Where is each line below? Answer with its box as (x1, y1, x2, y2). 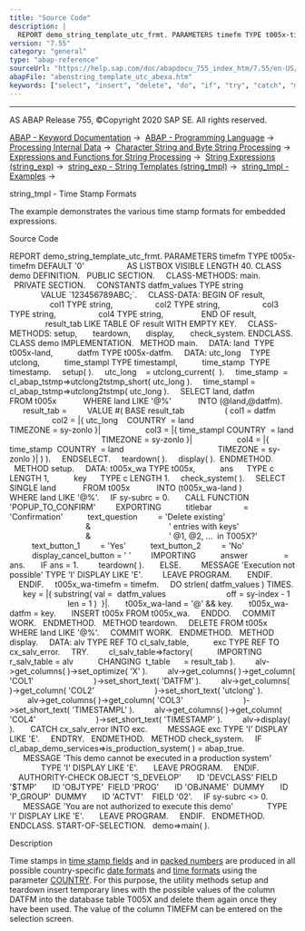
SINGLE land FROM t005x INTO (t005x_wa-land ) (9, 482, 242, 493)
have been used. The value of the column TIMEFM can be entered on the (9, 903, 283, 914)
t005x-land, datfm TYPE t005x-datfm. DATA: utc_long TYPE (9, 347, 271, 358)
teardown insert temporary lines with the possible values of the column (9, 884, 275, 895)
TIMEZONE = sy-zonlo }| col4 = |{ (101, 433, 270, 445)
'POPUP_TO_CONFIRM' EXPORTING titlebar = (9, 501, 250, 512)
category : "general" (9, 47, 88, 56)
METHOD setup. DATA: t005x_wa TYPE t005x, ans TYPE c (13, 462, 275, 473)
